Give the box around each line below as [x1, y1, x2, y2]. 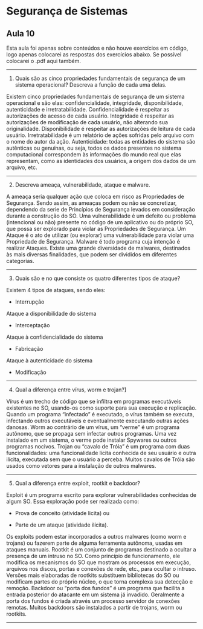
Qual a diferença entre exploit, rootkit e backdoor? [14, 480, 140, 487]
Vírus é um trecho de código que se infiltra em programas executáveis [6, 398, 181, 405]
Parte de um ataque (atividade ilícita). [14, 521, 109, 528]
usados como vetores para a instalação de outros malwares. [6, 462, 156, 469]
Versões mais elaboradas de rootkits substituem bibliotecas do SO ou [6, 571, 179, 579]
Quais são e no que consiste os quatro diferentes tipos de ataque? [14, 275, 181, 282]
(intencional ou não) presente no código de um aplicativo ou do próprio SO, [6, 219, 194, 225]
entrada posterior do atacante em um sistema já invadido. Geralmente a [6, 591, 185, 598]
